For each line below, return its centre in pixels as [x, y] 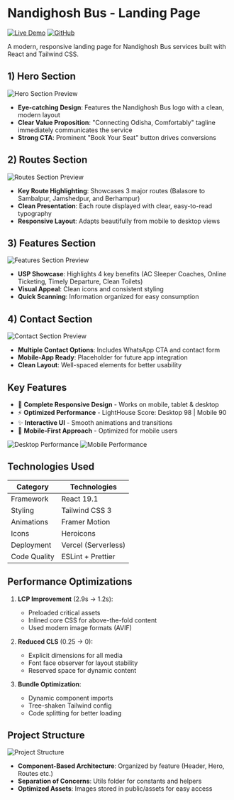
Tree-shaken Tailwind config [70, 706]
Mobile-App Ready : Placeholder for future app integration [102, 357]
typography [34, 213]
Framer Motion [86, 521]
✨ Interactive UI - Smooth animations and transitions [95, 423]
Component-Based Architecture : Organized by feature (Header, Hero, [121, 766]
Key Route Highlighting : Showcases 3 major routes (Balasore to [111, 190]
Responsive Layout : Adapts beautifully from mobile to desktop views [119, 221]
